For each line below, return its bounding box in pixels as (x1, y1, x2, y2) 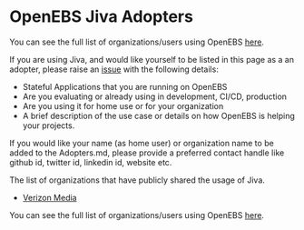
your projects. (22, 120, 75, 131)
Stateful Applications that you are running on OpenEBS (22, 81, 228, 92)
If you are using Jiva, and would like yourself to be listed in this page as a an (9, 54, 295, 65)
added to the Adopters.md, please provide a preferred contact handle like (9, 147, 285, 158)
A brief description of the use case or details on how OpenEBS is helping (22, 110, 295, 121)
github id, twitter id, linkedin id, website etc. (9, 156, 172, 167)
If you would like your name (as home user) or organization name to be (9, 137, 274, 148)
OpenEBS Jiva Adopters (9, 6, 193, 27)
